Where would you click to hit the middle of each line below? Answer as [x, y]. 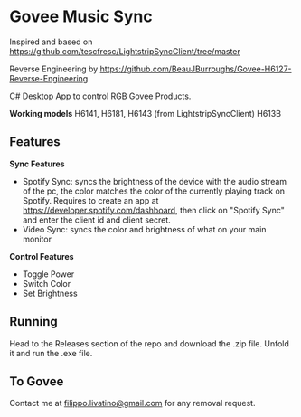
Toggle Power [48, 274]
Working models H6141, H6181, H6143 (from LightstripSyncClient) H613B [146, 113]
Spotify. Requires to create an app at [90, 200]
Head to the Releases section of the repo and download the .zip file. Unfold [149, 343]
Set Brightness [50, 293]
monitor [37, 239]
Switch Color [46, 283]
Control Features [42, 256]
